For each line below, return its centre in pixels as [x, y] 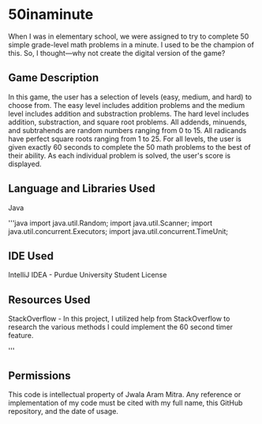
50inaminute [51, 15]
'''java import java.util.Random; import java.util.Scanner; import [110, 223]
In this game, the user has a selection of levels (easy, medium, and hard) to [130, 97]
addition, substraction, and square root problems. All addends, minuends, [127, 122]
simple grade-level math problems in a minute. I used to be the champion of [131, 44]
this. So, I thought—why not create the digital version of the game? [117, 53]
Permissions [39, 376]
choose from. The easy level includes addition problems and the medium [127, 105]
